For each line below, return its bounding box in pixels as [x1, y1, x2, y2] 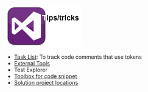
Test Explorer [13, 66, 48, 73]
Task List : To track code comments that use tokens [13, 53, 142, 61]
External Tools [13, 60, 51, 67]
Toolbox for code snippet [13, 73, 77, 80]
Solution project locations [13, 79, 79, 86]
